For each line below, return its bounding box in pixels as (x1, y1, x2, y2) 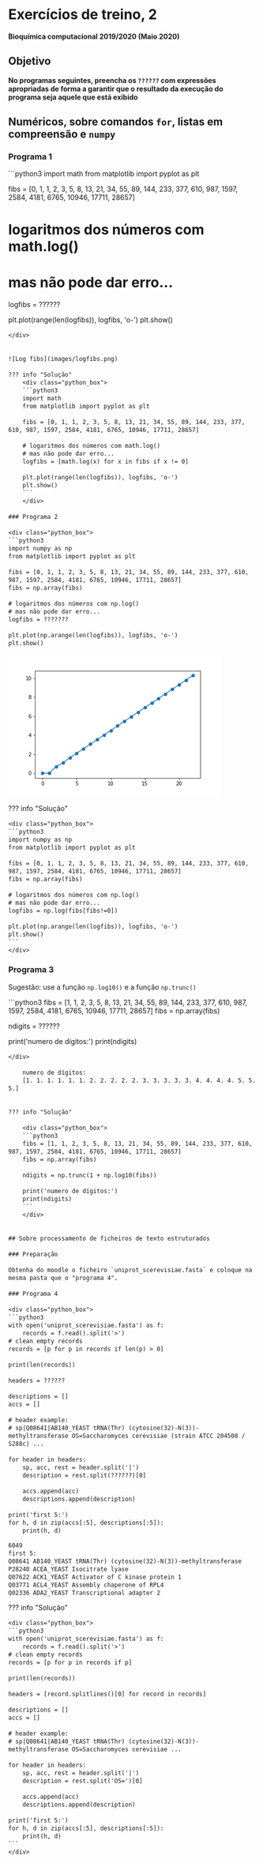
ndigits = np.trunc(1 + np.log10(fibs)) (22, 1171, 157, 1179)
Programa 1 (8, 152, 53, 163)
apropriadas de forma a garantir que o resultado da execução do (8, 84, 224, 93)
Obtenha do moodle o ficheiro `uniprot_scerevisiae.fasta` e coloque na (8, 1266, 253, 1274)
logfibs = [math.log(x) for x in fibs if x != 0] (22, 457, 190, 465)
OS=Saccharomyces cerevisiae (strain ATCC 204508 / (71, 1432, 246, 1440)
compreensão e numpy (8, 128, 116, 141)
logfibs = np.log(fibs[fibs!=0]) (8, 907, 118, 915)
